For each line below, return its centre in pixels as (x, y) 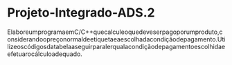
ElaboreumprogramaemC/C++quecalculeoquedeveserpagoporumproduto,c (115, 32)
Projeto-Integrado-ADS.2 (81, 13)
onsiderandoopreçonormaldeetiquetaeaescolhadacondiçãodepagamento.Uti (116, 39)
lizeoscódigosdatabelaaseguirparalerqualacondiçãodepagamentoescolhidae (116, 46)
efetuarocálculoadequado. (45, 54)
